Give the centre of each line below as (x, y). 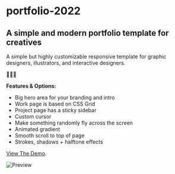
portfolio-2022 (44, 11)
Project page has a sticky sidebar (55, 110)
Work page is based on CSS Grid (55, 104)
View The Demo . (26, 153)
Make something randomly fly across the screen (74, 123)
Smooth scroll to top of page (50, 136)
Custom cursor (33, 116)
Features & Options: (31, 86)
